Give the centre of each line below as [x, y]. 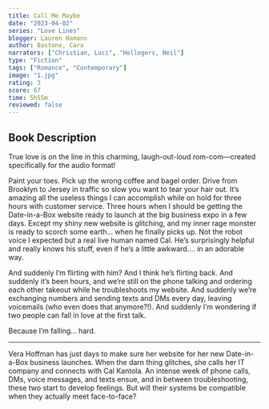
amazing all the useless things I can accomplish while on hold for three [125, 198]
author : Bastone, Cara [46, 46]
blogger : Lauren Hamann [48, 38]
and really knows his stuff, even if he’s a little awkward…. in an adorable [126, 248]
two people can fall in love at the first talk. [77, 315]
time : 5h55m [28, 98]
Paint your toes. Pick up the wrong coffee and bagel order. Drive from [123, 180]
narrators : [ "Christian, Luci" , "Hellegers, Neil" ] [96, 53]
